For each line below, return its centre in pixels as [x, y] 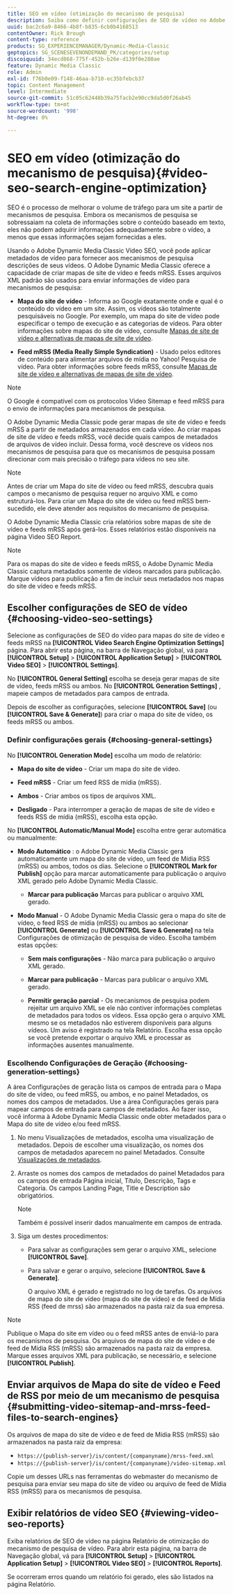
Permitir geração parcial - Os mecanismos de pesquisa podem [119, 1000]
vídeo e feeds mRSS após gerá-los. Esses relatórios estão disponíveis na [112, 529]
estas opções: [38, 945]
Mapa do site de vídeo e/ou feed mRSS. [64, 1124]
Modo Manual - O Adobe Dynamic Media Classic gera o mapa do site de [121, 915]
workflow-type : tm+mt [39, 105]
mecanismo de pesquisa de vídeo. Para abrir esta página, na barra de [107, 1548]
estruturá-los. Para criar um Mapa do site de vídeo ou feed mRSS [101, 500]
